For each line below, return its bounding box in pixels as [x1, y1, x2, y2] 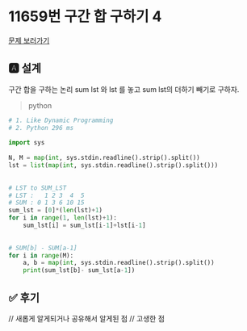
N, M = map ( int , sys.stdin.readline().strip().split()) [8, 154, 200, 162]
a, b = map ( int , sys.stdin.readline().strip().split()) [23, 259, 216, 267]
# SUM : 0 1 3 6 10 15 [8, 199, 85, 207]
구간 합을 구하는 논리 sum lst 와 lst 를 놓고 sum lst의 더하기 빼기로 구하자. [8, 84, 240, 94]
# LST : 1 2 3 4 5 [8, 191, 85, 199]
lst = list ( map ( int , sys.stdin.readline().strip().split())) [8, 161, 219, 170]
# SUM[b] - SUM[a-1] [8, 244, 78, 252]
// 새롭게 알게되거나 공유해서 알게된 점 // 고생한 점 [8, 313, 165, 323]
